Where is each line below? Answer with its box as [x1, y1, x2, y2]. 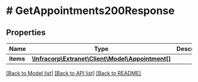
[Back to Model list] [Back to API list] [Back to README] [6, 70, 141, 77]
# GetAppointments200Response [6, 4, 175, 18]
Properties [6, 28, 46, 37]
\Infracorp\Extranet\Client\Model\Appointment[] [31, 54, 171, 63]
